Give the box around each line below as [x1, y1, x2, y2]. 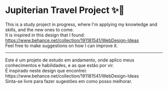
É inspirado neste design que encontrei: [5, 67, 87, 73]
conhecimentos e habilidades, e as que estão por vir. [5, 62, 114, 68]
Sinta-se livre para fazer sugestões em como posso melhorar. [5, 78, 132, 84]
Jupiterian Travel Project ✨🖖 [5, 4, 125, 16]
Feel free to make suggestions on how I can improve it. [5, 42, 118, 48]
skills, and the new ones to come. [5, 26, 74, 32]
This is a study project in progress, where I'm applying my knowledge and [5, 21, 157, 27]
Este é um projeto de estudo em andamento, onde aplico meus [5, 57, 134, 63]
